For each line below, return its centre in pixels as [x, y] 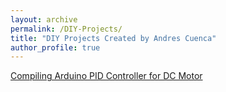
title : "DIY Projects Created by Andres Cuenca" [113, 38]
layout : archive [44, 19]
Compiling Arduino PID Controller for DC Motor [106, 76]
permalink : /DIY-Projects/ [66, 29]
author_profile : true [55, 47]
